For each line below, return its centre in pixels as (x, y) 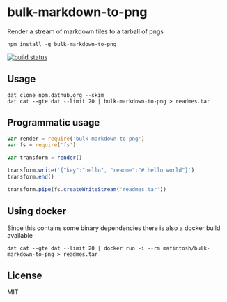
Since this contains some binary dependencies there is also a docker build (114, 228)
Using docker (37, 211)
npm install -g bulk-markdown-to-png (62, 44)
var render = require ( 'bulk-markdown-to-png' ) (76, 139)
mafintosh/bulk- (186, 248)
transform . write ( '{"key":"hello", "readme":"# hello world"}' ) (101, 171)
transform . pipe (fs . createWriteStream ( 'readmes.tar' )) (87, 189)
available (20, 235)
